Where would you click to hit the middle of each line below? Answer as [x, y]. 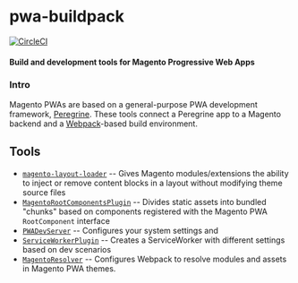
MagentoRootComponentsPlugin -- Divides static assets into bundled [144, 202]
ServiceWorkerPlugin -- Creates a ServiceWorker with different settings [153, 240]
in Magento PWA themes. [69, 268]
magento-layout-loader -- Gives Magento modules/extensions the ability [155, 173]
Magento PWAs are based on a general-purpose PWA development [133, 104]
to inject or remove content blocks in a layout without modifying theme [153, 183]
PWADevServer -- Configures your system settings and [120, 230]
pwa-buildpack [67, 17]
